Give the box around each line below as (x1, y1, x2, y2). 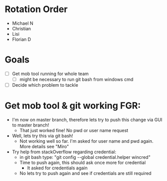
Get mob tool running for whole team (12, 71, 89, 77)
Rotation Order (5, 4, 68, 15)
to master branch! (12, 122, 49, 128)
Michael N (12, 20, 34, 26)
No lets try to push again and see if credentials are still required (19, 170, 152, 176)
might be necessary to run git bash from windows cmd (19, 76, 134, 82)
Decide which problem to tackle (12, 82, 79, 88)
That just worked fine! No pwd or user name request (19, 128, 129, 133)
